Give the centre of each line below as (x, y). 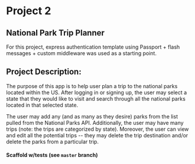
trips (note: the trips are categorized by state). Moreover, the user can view (97, 129)
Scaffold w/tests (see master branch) (52, 155)
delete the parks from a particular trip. (53, 142)
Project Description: (44, 72)
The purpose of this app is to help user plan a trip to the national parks (92, 86)
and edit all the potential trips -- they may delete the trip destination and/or (97, 135)
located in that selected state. (42, 105)
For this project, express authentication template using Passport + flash (93, 47)
